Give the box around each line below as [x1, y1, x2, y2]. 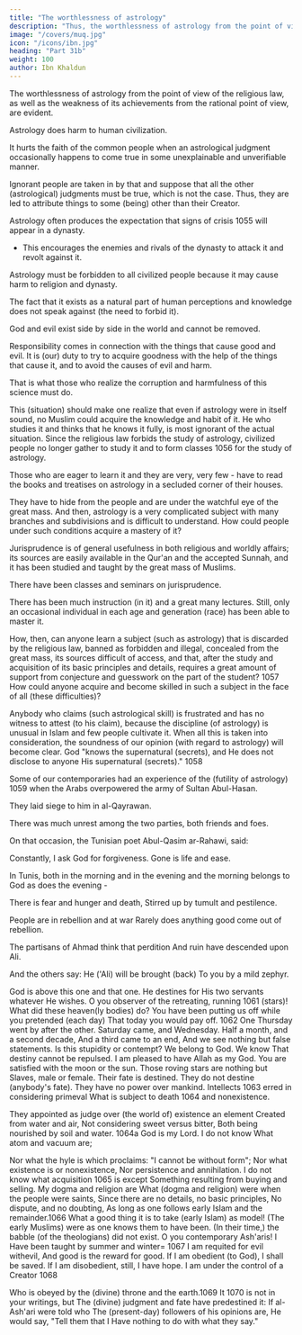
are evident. [9, 107, 54, 118]
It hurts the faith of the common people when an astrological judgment [9, 141, 271, 153]
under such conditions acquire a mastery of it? [9, 525, 182, 536]
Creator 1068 [9, 1269, 58, 1280]
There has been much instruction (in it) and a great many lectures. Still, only [9, 596, 290, 608]
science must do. [9, 386, 74, 397]
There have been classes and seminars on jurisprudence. [9, 579, 222, 590]
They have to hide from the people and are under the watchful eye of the [9, 496, 279, 507]
